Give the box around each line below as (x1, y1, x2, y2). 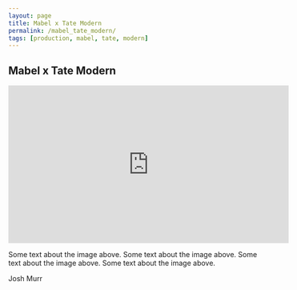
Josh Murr (8, 274, 42, 284)
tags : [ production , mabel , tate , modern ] (8, 34, 149, 42)
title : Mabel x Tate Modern (8, 19, 102, 27)
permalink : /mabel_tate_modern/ (8, 26, 116, 34)
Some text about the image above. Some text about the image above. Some (8, 250, 258, 260)
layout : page (8, 11, 52, 20)
